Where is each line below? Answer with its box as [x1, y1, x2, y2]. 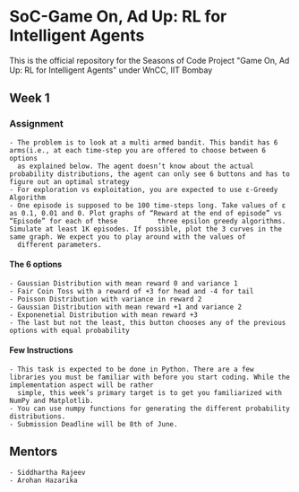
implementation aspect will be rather [9, 381, 154, 390]
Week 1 [9, 91, 50, 106]
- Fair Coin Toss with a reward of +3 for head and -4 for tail [9, 286, 254, 295]
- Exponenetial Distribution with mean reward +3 [9, 310, 199, 320]
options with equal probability [9, 326, 130, 335]
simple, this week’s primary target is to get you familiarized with [17, 389, 282, 398]
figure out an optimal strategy [9, 177, 130, 186]
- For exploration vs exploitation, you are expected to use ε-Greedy [9, 185, 278, 194]
